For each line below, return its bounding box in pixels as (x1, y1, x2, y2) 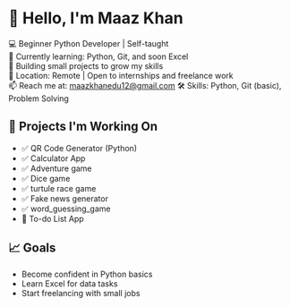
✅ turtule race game (21, 183, 97, 193)
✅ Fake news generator (21, 192, 109, 204)
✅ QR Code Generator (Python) (21, 142, 138, 153)
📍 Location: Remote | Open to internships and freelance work (8, 70, 234, 81)
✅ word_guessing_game (21, 203, 111, 214)
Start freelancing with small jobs (21, 287, 141, 298)
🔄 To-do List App (21, 213, 84, 224)
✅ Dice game (21, 173, 71, 183)
